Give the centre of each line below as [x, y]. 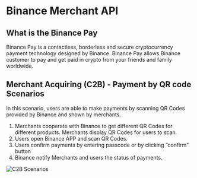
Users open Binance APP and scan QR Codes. [71, 138]
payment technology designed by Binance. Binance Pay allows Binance [93, 53]
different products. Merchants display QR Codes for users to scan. [96, 132]
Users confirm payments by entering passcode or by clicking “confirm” [101, 145]
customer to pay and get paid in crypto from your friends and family [89, 60]
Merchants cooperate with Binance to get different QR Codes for [94, 126]
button [23, 151]
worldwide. [20, 66]
